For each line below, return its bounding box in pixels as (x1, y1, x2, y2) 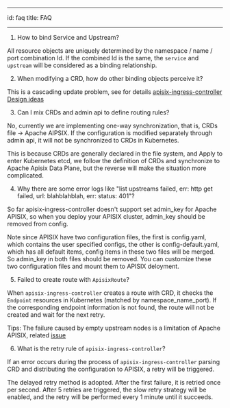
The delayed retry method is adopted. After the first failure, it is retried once (7, 379, 221, 386)
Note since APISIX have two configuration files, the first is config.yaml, (7, 233, 207, 241)
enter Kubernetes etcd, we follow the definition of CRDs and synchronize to (7, 157, 220, 165)
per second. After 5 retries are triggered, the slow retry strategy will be (7, 385, 207, 394)
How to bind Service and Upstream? (16, 34, 120, 41)
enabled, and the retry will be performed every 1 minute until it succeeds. (7, 393, 214, 401)
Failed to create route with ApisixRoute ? (16, 276, 130, 283)
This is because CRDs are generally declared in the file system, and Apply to (7, 149, 223, 158)
